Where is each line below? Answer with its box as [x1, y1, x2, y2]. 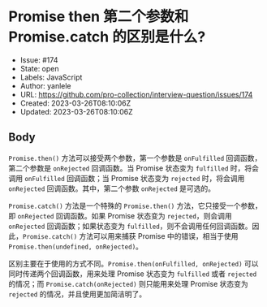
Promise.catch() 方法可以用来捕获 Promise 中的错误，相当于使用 [23, 231, 239, 240]
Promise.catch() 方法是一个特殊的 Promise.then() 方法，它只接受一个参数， [8, 201, 262, 210]
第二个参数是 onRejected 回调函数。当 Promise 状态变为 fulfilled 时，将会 [8, 163, 260, 173]
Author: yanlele [19, 80, 71, 90]
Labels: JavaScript [19, 72, 83, 82]
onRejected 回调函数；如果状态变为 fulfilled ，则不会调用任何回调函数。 [8, 221, 252, 231]
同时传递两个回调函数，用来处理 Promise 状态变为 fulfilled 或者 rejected [8, 269, 257, 279]
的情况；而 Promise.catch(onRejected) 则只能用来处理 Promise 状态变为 [8, 279, 249, 288]
